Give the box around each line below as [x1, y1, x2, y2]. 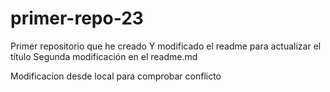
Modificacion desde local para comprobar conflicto [10, 70, 222, 82]
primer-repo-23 [10, 7, 144, 30]
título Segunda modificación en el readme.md [10, 50, 198, 62]
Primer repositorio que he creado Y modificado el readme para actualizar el [10, 40, 322, 52]
